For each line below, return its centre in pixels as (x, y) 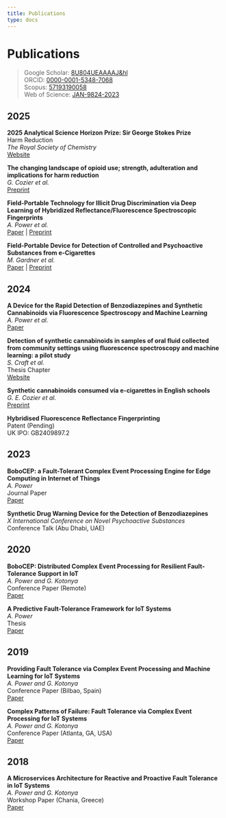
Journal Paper (27, 493)
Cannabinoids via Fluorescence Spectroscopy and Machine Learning (107, 313)
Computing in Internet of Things (54, 478)
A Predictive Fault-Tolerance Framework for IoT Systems (89, 609)
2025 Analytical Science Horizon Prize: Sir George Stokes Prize (99, 133)
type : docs (23, 20)
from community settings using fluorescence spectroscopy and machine (113, 348)
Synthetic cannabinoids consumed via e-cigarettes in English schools (109, 390)
